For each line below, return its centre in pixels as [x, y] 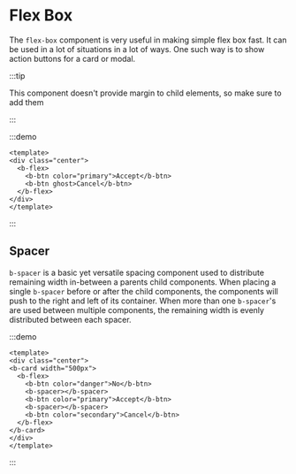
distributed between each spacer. [70, 319]
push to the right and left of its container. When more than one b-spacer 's [143, 301]
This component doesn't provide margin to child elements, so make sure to [145, 93]
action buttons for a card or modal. [72, 58]
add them [27, 102]
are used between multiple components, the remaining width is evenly [137, 310]
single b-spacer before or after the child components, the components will [144, 291]
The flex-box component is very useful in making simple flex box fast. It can [148, 40]
